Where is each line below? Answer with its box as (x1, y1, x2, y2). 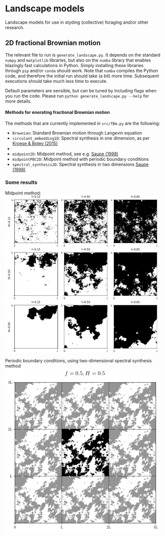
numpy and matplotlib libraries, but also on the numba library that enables (5, 57, 151, 63)
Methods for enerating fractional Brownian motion (5, 109, 110, 115)
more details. (5, 98, 32, 104)
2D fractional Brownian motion (5, 39, 101, 47)
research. (5, 24, 25, 30)
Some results (5, 179, 38, 185)
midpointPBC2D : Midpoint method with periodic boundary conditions (12, 156, 149, 162)
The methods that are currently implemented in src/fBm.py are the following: (5, 120, 160, 126)
